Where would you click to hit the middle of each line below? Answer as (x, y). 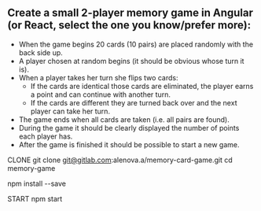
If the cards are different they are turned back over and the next (134, 102)
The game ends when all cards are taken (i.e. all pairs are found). (124, 119)
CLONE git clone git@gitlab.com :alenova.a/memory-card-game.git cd (120, 160)
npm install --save (37, 183)
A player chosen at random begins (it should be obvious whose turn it (131, 61)
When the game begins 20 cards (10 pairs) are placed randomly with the (136, 44)
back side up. (41, 52)
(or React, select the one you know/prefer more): (129, 26)
